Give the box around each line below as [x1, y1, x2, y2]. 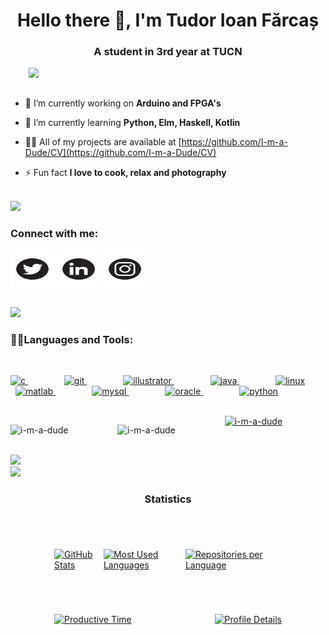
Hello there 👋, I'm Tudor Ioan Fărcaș [16, 9, 320, 32]
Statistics [144, 492, 192, 506]
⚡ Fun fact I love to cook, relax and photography [24, 167, 227, 179]
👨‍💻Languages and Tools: [10, 332, 134, 346]
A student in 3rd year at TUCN [93, 45, 243, 59]
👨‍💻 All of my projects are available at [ [24, 136, 182, 148]
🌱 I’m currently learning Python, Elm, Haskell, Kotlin [24, 117, 241, 129]
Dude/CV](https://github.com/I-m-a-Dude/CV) [24, 147, 217, 159]
